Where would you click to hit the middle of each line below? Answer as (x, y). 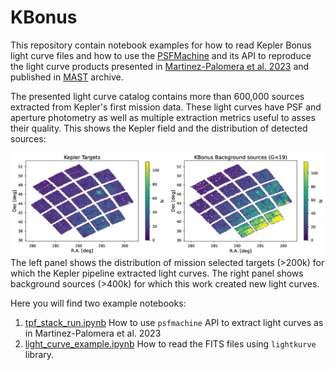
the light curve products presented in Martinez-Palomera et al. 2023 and (160, 66)
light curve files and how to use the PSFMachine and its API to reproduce (161, 55)
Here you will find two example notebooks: (98, 303)
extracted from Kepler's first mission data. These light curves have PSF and (166, 107)
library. (39, 355)
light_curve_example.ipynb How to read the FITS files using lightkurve (170, 344)
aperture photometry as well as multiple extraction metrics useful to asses (163, 117)
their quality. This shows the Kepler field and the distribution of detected (159, 128)
